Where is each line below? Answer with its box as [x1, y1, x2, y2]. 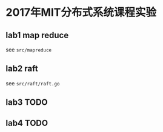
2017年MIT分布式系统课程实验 [5, 5, 157, 19]
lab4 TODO [5, 117, 48, 128]
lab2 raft [5, 64, 38, 74]
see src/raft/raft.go [5, 79, 60, 87]
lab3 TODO [5, 97, 48, 108]
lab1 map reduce [5, 30, 69, 40]
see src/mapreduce [5, 46, 52, 53]
